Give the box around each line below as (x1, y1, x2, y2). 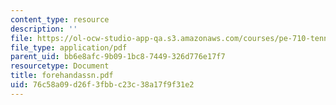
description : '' (10, 24, 78, 34)
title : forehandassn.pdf (10, 71, 114, 81)
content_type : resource (10, 14, 110, 25)
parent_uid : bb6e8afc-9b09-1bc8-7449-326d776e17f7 (10, 52, 226, 62)
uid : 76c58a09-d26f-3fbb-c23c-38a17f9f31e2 (10, 80, 195, 90)
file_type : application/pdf (10, 42, 128, 53)
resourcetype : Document (10, 61, 110, 71)
